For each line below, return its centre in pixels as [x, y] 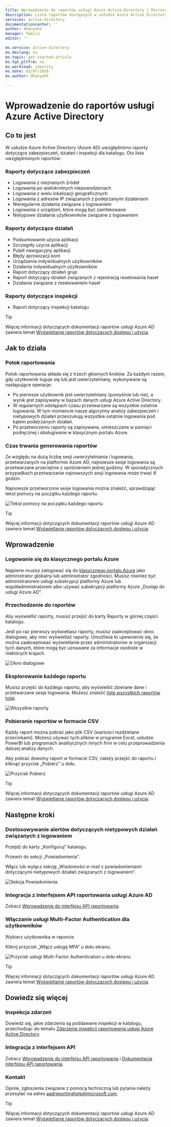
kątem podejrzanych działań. [43, 421]
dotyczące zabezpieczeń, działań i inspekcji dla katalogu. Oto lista [75, 153]
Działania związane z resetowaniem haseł [56, 283]
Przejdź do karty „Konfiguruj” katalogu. [46, 847]
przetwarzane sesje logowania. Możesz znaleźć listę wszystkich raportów [83, 693]
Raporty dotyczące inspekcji [41, 296]
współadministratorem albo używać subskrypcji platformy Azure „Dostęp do [85, 586]
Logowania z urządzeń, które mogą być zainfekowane [69, 210]
